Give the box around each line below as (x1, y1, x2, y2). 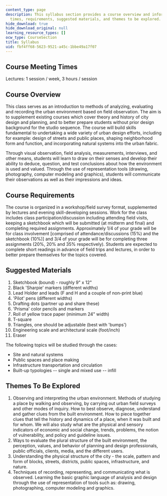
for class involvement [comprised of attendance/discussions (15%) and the (5, 231, 159, 237)
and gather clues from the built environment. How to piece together (12, 411, 151, 417)
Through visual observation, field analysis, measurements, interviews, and (5, 150, 158, 156)
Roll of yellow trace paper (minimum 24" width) (12, 311, 110, 317)
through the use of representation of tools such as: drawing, (12, 480, 136, 486)
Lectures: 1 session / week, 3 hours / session (5, 76, 98, 82)
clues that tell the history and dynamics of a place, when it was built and (12, 416, 161, 422)
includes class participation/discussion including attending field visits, (5, 215, 149, 221)
